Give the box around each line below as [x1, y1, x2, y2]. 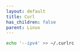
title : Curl [6, 14, 35, 20]
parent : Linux [6, 24, 41, 31]
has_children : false [6, 19, 57, 25]
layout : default [6, 8, 46, 14]
